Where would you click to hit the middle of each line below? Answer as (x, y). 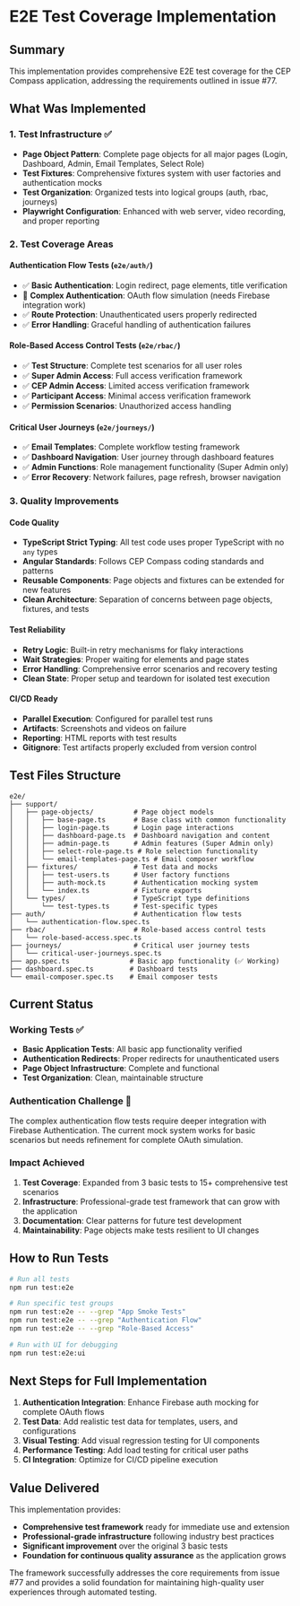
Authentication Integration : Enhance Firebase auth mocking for (141, 1402)
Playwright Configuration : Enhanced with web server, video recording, (154, 211)
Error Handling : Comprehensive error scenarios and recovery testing (150, 668)
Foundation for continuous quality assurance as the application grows (154, 1556)
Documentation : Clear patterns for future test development (132, 1220)
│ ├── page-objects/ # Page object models (112, 812)
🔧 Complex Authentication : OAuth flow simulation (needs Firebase (146, 295)
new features (47, 590)
